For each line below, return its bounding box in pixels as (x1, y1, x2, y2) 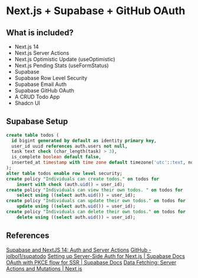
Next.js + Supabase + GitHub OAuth (6, 4, 186, 18)
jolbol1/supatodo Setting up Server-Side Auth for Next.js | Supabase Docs (6, 252, 186, 260)
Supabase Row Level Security (14, 75, 87, 81)
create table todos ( (6, 132, 60, 138)
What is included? (6, 28, 74, 38)
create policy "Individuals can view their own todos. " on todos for (6, 187, 183, 193)
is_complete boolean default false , (11, 154, 101, 160)
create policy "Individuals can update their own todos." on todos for (6, 198, 186, 204)
